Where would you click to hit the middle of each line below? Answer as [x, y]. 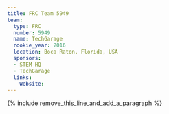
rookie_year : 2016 [40, 45]
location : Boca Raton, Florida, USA [66, 52]
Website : [32, 84]
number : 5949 [32, 33]
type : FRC [27, 26]
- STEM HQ [27, 65]
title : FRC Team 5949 [38, 13]
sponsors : [27, 58]
